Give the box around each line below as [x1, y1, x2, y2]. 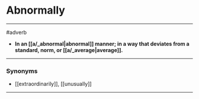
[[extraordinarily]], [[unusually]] [14, 81, 92, 88]
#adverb [6, 28, 27, 36]
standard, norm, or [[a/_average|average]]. [14, 46, 123, 53]
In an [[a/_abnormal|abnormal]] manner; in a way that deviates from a [14, 40, 190, 47]
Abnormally [6, 4, 65, 17]
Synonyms [6, 66, 38, 75]
